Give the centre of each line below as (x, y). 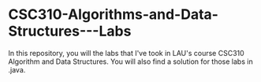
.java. (17, 69)
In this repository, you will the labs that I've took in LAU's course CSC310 (126, 53)
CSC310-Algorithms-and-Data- (114, 15)
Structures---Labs (70, 31)
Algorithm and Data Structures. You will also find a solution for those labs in (131, 61)
